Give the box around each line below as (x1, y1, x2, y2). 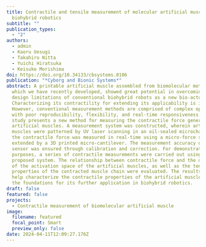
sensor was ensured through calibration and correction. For (12, 145, 172, 152)
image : (6, 208, 23, 215)
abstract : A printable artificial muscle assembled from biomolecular (6, 83, 191, 89)
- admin (12, 44, 32, 50)
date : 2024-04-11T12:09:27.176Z (6, 231, 89, 237)
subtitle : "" (6, 20, 40, 26)
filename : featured (12, 214, 62, 221)
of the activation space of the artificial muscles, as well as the (12, 163, 191, 169)
